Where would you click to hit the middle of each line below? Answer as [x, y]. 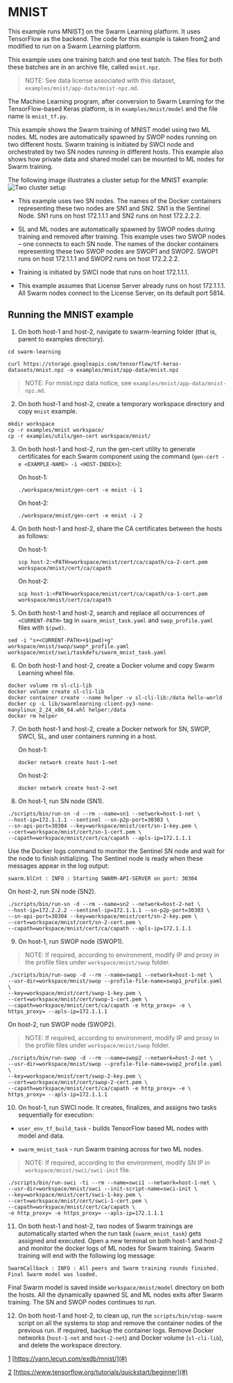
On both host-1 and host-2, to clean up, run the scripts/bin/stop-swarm [120, 1316]
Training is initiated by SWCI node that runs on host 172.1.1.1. [103, 272]
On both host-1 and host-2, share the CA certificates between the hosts [120, 528]
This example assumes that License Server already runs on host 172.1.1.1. [122, 285]
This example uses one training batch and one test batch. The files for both [115, 59]
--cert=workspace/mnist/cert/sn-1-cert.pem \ [75, 832]
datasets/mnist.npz [36, 370]
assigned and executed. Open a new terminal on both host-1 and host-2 [120, 1240]
